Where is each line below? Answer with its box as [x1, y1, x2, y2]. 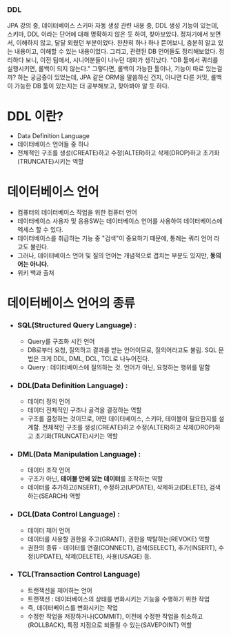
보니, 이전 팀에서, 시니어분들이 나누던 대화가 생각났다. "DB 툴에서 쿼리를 [25, 56, 219, 64]
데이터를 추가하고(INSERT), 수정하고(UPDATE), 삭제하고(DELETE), [27, 483, 208, 492]
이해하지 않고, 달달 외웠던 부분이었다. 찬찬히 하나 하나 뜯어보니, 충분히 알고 [16, 39, 217, 47]
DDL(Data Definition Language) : [17, 380, 128, 390]
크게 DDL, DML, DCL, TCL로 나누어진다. [40, 354, 150, 363]
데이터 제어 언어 [27, 526, 70, 534]
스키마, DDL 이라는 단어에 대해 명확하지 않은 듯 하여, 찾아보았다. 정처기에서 [7, 30, 208, 39]
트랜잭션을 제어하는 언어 [27, 586, 93, 595]
